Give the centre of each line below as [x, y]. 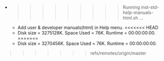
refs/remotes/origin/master [118, 53]
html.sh [130, 18]
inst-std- [150, 7]
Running [131, 7]
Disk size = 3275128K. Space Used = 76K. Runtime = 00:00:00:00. [87, 33]
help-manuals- [138, 12]
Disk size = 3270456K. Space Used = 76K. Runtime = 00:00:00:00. [87, 43]
